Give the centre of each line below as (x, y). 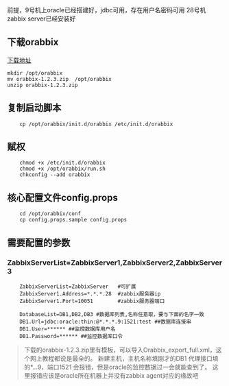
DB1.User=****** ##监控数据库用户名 (68, 329)
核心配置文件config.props (62, 197)
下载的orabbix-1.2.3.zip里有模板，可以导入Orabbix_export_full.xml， (120, 350)
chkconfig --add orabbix (55, 175)
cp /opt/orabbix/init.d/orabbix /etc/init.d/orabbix (96, 124)
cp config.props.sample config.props (73, 220)
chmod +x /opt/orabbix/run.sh (63, 169)
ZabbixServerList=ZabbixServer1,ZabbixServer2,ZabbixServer (115, 263)
